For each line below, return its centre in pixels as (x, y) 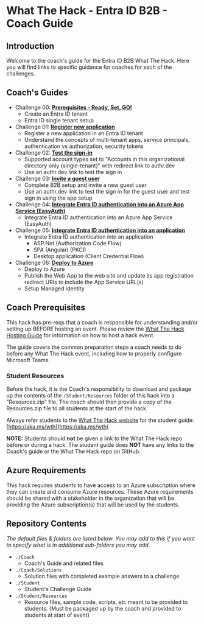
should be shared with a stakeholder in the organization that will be (90, 498)
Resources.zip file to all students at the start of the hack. (77, 408)
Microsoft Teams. (28, 360)
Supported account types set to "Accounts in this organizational (104, 159)
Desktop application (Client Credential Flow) (89, 256)
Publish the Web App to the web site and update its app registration (109, 275)
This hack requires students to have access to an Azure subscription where (101, 485)
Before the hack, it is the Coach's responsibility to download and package (99, 389)
